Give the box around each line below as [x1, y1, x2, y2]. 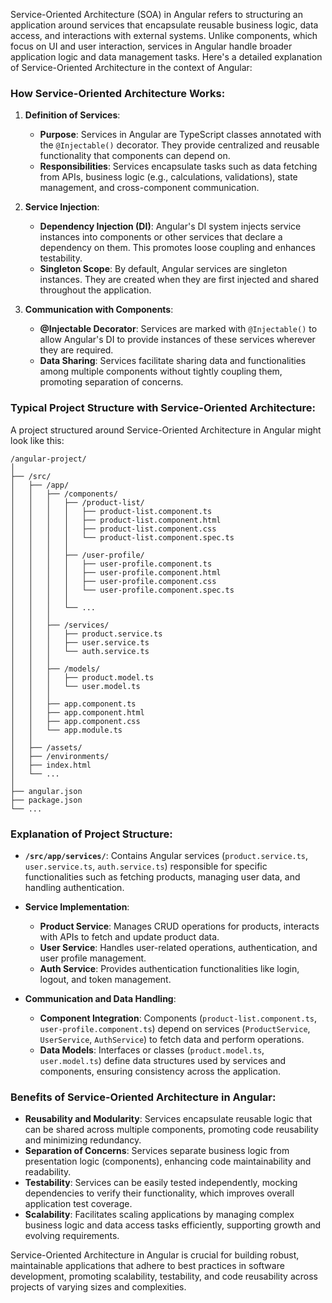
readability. [24, 1166, 72, 1178]
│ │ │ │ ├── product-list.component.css [10, 524, 217, 534]
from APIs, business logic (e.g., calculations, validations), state [39, 171, 298, 183]
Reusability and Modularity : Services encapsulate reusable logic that [24, 1113, 313, 1125]
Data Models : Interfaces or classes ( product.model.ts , [39, 1044, 265, 1056]
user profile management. [39, 952, 147, 964]
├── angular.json [10, 786, 83, 796]
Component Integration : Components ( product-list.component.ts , [39, 1012, 318, 1024]
